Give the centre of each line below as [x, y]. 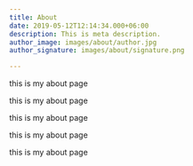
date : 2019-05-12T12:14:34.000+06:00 [79, 26]
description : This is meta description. [85, 34]
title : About [33, 17]
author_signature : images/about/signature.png [97, 51]
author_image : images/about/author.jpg [83, 42]
